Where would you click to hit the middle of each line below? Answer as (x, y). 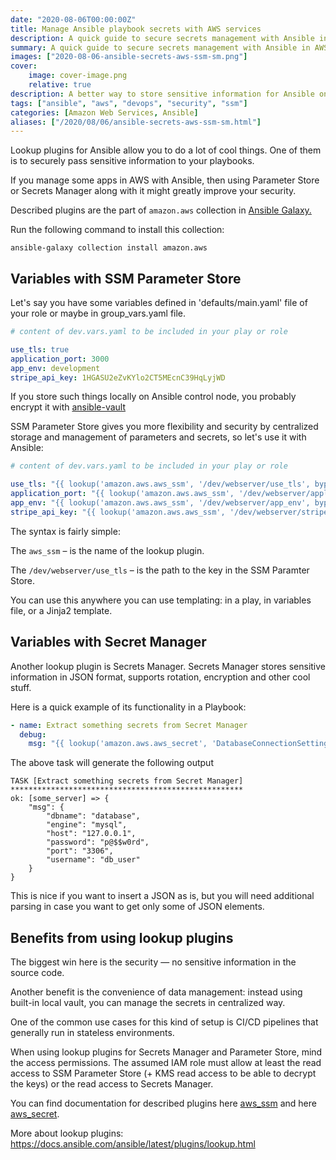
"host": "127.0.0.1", (91, 834)
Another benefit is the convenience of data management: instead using (156, 992)
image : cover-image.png (78, 76)
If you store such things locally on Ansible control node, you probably (153, 397)
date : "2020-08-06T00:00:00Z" (73, 19)
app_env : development (55, 368)
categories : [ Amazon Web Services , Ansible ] (104, 112)
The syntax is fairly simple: (65, 531)
